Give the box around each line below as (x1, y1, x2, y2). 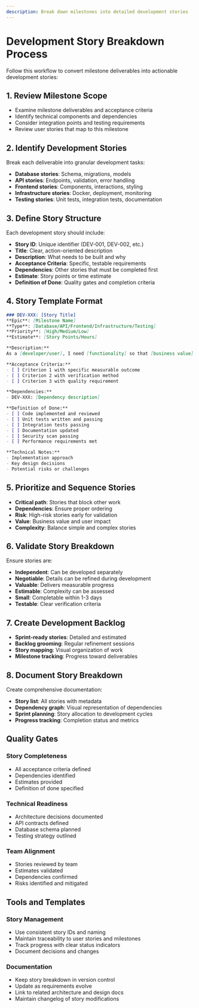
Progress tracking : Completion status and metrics (14, 717, 139, 724)
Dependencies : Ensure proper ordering (14, 505, 112, 512)
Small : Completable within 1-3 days (14, 594, 103, 601)
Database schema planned (14, 826, 81, 833)
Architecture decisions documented (14, 813, 103, 820)
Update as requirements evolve (14, 982, 93, 990)
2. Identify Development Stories (6, 143, 127, 153)
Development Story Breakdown (6, 34, 164, 48)
